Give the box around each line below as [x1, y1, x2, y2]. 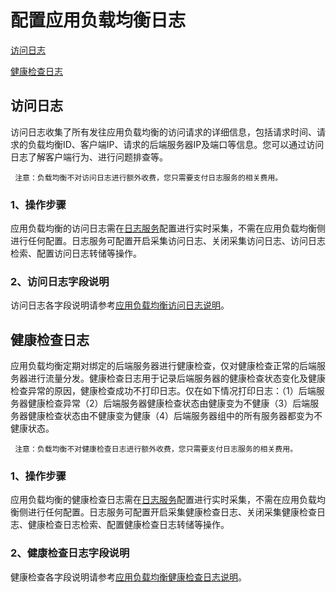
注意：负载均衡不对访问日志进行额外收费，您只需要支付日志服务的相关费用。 [14, 172, 283, 183]
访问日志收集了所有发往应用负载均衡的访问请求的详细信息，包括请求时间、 [10, 126, 317, 138]
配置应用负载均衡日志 [10, 9, 187, 32]
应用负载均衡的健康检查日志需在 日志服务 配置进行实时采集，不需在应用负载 [10, 494, 317, 506]
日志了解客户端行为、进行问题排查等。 [10, 151, 168, 163]
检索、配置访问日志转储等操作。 [10, 247, 142, 260]
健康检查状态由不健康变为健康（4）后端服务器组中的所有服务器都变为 [27, 410, 315, 422]
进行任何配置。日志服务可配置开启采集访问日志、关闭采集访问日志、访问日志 [10, 235, 326, 247]
